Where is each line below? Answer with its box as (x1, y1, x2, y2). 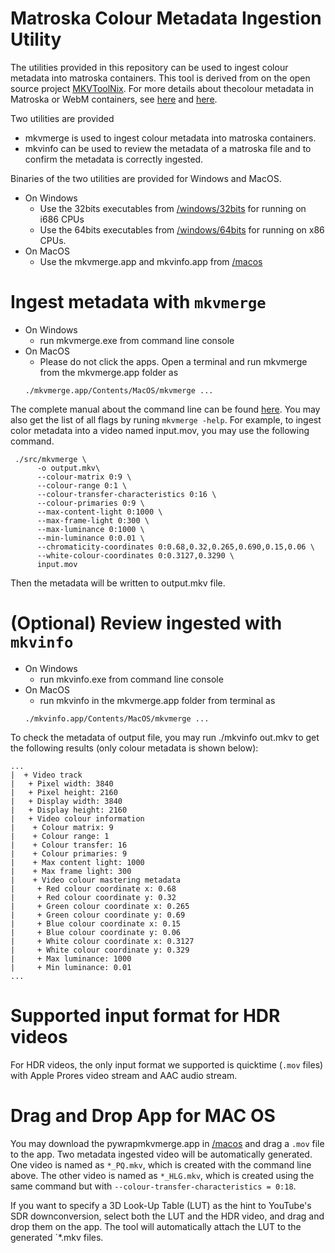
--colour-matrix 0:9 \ (36, 472, 132, 482)
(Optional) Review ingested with (10, 612, 283, 635)
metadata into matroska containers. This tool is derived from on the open (10, 72, 311, 84)
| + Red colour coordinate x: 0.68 (10, 883, 177, 894)
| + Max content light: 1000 (10, 857, 145, 867)
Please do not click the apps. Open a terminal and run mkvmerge (39, 355, 308, 367)
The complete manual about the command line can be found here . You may (10, 403, 321, 415)
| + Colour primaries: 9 (10, 848, 128, 859)
